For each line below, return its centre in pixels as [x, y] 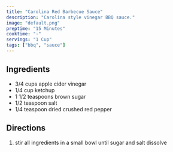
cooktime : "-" [24, 34]
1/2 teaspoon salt [36, 103]
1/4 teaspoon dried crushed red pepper [63, 109]
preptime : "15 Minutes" [36, 28]
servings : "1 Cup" [29, 39]
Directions [26, 128]
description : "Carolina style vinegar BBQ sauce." [71, 17]
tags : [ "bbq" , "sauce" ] [36, 45]
